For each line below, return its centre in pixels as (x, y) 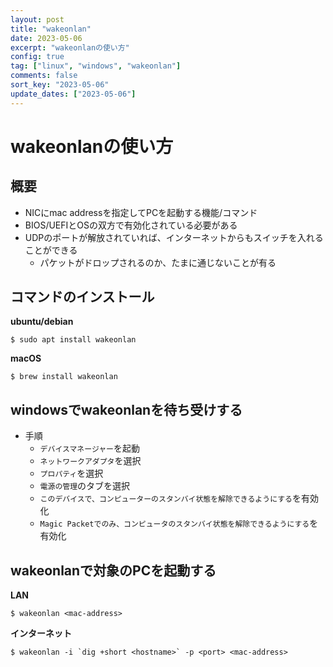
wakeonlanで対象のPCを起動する (113, 570)
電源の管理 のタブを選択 (85, 486)
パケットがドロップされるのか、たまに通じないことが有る (158, 262)
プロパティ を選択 (71, 473)
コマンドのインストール (82, 297)
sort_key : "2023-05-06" (60, 85)
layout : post (37, 19)
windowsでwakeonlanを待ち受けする (126, 409)
